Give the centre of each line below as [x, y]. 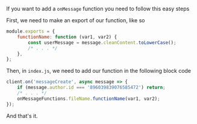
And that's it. [22, 116]
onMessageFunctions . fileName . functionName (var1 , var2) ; [89, 99]
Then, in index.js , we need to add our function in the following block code [99, 71]
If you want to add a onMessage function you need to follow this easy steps [98, 9]
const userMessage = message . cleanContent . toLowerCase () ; [102, 42]
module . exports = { [31, 31]
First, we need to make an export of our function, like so [76, 20]
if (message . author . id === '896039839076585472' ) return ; [91, 88]
